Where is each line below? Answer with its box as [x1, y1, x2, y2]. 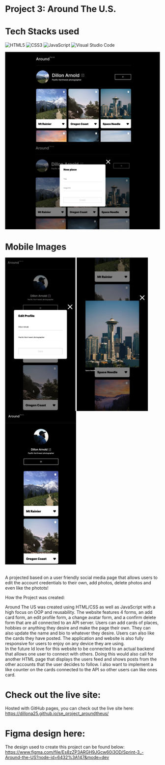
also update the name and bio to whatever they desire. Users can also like [5, 630, 155, 636]
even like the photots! [5, 585, 49, 591]
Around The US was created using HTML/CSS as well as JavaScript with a [5, 604, 156, 610]
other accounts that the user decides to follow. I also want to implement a [5, 661, 154, 667]
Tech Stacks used [5, 26, 80, 37]
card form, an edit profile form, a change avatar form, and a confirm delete [5, 615, 156, 621]
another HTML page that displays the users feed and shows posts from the [5, 656, 157, 662]
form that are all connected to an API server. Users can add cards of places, [5, 620, 159, 626]
